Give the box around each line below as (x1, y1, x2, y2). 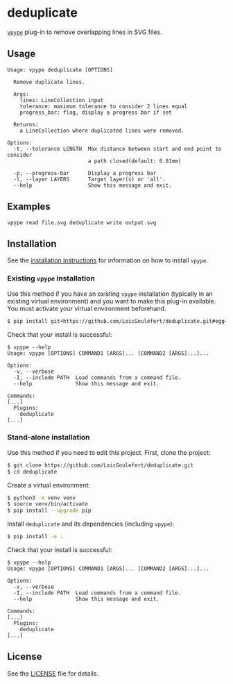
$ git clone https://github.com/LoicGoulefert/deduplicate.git (7, 462, 194, 469)
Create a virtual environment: (7, 481, 91, 489)
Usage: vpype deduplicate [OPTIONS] (7, 66, 113, 74)
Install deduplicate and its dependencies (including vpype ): (7, 519, 175, 528)
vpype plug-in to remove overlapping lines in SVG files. (7, 28, 162, 36)
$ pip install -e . (7, 533, 64, 540)
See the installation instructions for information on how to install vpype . (7, 256, 208, 265)
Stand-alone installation (7, 433, 90, 442)
